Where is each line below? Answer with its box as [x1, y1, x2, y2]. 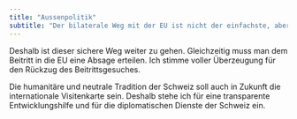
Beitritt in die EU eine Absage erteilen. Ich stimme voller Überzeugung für [9, 55, 277, 65]
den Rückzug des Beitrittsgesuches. [9, 63, 141, 75]
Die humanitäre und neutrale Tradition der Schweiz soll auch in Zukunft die [9, 81, 281, 92]
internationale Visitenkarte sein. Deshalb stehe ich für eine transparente [9, 90, 270, 101]
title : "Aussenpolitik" [9, 12, 97, 22]
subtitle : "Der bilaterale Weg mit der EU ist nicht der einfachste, [9, 21, 271, 30]
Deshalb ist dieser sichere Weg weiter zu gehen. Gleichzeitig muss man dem [9, 45, 288, 56]
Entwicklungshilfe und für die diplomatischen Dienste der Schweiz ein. [9, 100, 266, 110]
